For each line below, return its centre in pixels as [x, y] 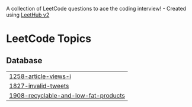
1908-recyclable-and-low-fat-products [67, 95]
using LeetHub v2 [28, 15]
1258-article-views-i [40, 76]
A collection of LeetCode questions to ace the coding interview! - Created [96, 9]
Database [24, 61]
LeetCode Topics [49, 39]
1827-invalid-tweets [39, 86]
